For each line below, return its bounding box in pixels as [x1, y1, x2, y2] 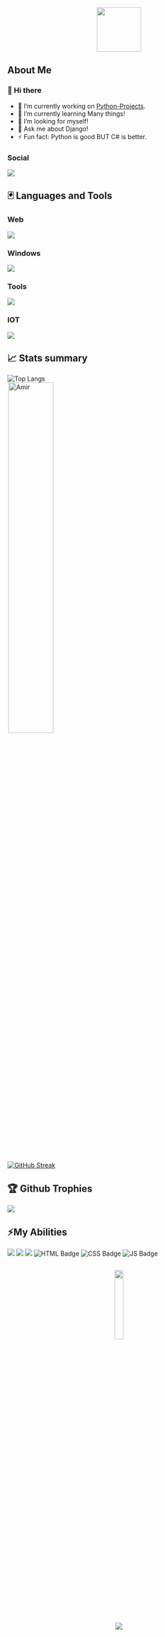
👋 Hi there [7, 85, 42, 95]
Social [7, 153, 30, 163]
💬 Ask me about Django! [17, 124, 89, 133]
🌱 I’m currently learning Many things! [17, 109, 125, 118]
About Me [7, 64, 52, 77]
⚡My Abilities [7, 1226, 67, 1238]
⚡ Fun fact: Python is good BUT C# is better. [17, 132, 147, 141]
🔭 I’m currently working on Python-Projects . [17, 102, 146, 110]
